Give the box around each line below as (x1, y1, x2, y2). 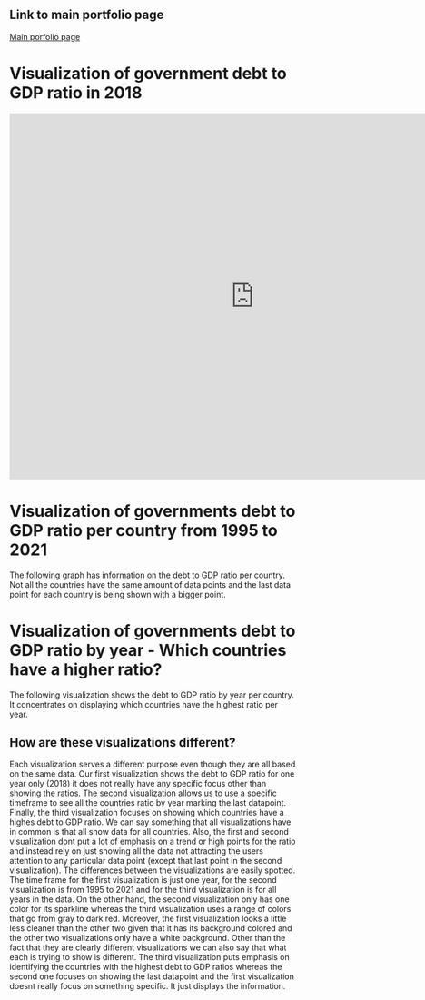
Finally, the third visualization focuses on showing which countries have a (9, 807, 284, 818)
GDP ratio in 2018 (9, 83, 143, 103)
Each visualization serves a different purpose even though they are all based (9, 758, 296, 770)
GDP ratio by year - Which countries (9, 639, 287, 660)
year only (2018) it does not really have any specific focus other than (9, 778, 266, 789)
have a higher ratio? (9, 658, 163, 679)
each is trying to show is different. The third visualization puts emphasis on (9, 952, 290, 963)
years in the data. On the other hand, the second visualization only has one (9, 894, 290, 905)
